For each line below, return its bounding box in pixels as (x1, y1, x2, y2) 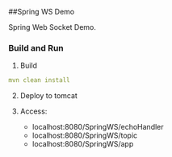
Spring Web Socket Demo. (8, 23, 97, 31)
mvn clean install (8, 76, 70, 85)
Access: (19, 106, 48, 116)
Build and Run (8, 42, 65, 53)
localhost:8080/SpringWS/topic (31, 130, 138, 140)
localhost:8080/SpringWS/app (31, 139, 134, 149)
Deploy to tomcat (19, 91, 78, 101)
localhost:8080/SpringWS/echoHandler (31, 122, 164, 132)
